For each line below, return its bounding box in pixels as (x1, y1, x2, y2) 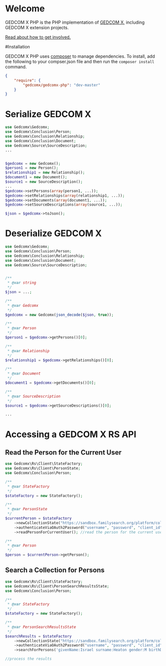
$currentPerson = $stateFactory (5, 516, 72, 521)
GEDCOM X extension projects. (5, 24, 69, 30)
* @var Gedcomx (7, 303, 39, 308)
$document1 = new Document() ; (5, 175, 68, 180)
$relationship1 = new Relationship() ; (5, 170, 85, 175)
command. (5, 64, 27, 70)
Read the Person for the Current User (5, 448, 122, 457)
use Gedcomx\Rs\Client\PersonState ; (5, 466, 81, 471)
